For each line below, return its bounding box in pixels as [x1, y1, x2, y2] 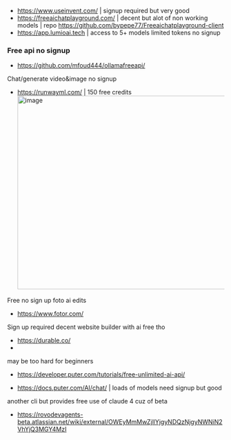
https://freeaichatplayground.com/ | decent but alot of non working [17, 14, 208, 22]
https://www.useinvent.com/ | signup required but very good [17, 7, 190, 14]
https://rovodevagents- [17, 410, 83, 419]
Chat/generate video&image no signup [7, 74, 117, 83]
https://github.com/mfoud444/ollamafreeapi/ [17, 61, 145, 70]
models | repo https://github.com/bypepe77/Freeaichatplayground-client [17, 21, 224, 29]
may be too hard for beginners [7, 357, 94, 366]
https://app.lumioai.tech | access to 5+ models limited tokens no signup [17, 28, 221, 37]
